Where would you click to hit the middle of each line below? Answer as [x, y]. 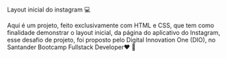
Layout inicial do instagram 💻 [49, 10]
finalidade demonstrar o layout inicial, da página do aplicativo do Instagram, [114, 32]
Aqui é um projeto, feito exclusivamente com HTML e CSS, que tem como [111, 25]
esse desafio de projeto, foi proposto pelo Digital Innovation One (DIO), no [111, 40]
